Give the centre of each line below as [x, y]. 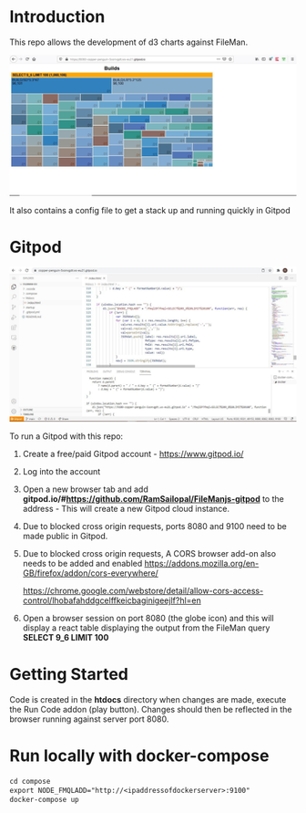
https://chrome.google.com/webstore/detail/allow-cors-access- [143, 591]
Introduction [57, 17]
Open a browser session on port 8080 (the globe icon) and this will [148, 619]
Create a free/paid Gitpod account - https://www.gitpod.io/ [133, 454]
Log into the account [61, 472]
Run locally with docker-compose [139, 756]
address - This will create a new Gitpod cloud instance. [126, 509]
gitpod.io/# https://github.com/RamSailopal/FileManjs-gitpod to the [153, 499]
